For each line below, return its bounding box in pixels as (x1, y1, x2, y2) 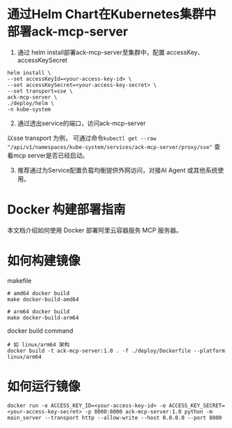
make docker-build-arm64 (7, 314, 79, 321)
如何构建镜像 (7, 253, 81, 269)
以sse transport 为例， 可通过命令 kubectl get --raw (7, 134, 156, 142)
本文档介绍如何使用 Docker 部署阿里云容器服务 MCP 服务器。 (7, 225, 183, 234)
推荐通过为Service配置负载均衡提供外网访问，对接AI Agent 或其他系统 (17, 166, 218, 174)
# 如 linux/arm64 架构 (7, 341, 70, 348)
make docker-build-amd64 (7, 296, 79, 303)
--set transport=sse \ (7, 88, 73, 95)
